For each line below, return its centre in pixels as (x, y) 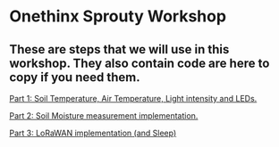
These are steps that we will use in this (119, 49)
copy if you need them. (75, 77)
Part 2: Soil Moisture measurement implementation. (104, 116)
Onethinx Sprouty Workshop (118, 16)
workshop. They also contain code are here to (139, 63)
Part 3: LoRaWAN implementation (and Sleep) (93, 133)
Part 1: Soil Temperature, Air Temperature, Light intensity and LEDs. (133, 98)
